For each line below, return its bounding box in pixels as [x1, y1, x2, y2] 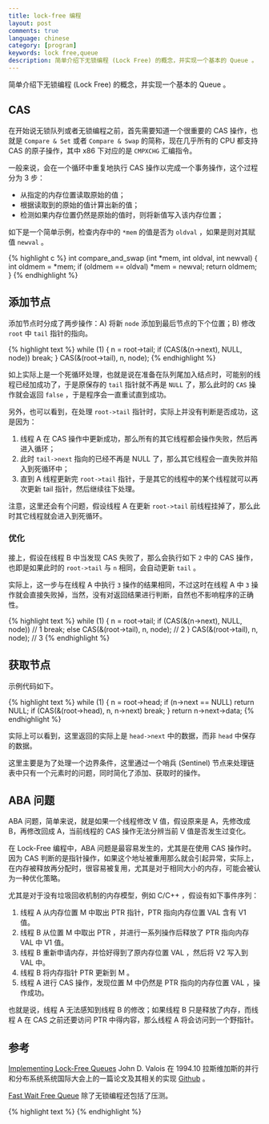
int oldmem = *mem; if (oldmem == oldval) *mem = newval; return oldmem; [8, 262, 258, 271]
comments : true [8, 26, 59, 35]
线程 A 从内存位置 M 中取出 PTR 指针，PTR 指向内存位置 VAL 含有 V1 [19, 908, 247, 918]
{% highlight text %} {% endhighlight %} [8, 1107, 142, 1117]
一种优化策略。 [14, 874, 65, 883]
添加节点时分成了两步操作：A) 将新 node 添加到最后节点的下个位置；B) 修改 [8, 318, 256, 328]
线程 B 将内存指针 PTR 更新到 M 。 [19, 968, 134, 978]
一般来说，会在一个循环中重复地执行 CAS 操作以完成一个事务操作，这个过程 [8, 162, 259, 173]
